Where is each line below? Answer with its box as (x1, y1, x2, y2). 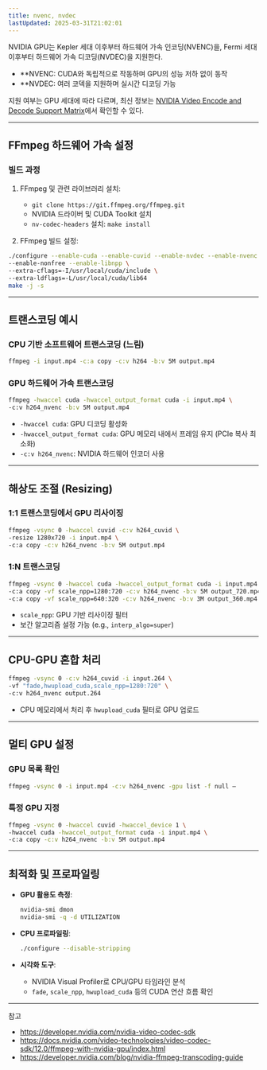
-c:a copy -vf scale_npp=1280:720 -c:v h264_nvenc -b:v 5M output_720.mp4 (8, 587, 261, 595)
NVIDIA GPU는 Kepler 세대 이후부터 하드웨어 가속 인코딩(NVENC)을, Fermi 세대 (8, 41, 257, 52)
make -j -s (8, 282, 44, 290)
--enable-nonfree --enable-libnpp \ (8, 259, 130, 267)
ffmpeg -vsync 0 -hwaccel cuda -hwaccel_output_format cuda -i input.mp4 (8, 580, 258, 588)
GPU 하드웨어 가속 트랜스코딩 (8, 378, 114, 389)
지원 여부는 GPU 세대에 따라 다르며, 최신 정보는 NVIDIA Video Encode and (8, 95, 242, 105)
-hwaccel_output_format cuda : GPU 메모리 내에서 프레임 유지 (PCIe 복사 (19, 429, 249, 438)
